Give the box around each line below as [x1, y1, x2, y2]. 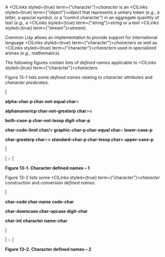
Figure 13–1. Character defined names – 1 [5, 165, 90, 171]
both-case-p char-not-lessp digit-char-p [5, 118, 91, 123]
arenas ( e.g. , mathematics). [5, 50, 61, 56]
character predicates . [5, 79, 49, 85]
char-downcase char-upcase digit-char [5, 208, 88, 214]
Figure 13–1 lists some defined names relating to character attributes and [5, 75, 153, 80]
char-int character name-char [5, 218, 68, 224]
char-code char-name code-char [5, 199, 74, 205]
